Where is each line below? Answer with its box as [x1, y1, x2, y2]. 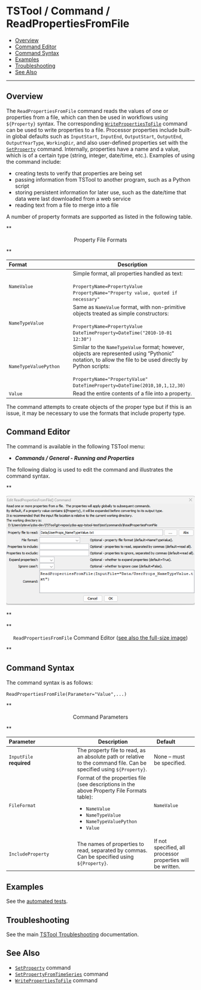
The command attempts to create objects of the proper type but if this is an [6, 403, 192, 410]
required [8, 759, 31, 766]
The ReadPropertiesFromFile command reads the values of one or [6, 107, 169, 114]
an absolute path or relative [77, 753, 145, 760]
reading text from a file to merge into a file [14, 201, 119, 209]
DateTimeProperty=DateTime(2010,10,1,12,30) [72, 383, 185, 389]
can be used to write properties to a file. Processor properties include [6, 126, 178, 133]
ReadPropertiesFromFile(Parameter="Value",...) [6, 691, 127, 697]
